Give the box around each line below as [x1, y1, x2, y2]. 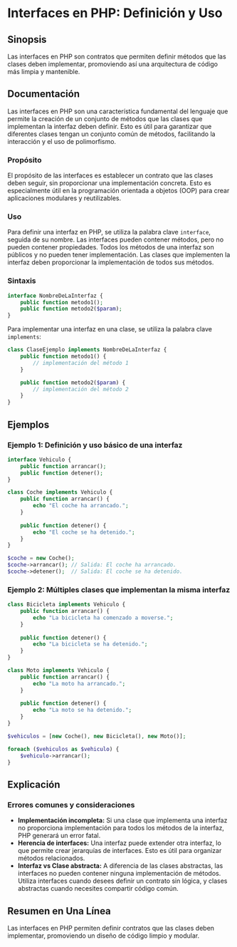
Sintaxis [7, 276, 36, 286]
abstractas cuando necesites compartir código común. [17, 884, 179, 893]
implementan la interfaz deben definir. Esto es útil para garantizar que [7, 122, 212, 130]
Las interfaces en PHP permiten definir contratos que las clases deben [7, 923, 215, 932]
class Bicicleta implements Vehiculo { [7, 601, 126, 609]
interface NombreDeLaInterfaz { [7, 292, 103, 299]
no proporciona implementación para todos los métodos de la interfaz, [17, 824, 224, 832]
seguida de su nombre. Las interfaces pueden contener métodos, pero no [7, 235, 224, 244]
